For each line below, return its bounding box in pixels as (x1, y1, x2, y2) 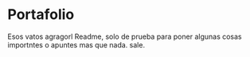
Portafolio (7, 6, 75, 24)
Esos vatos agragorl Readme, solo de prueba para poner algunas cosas (7, 32, 242, 41)
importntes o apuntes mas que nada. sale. (7, 40, 145, 49)
